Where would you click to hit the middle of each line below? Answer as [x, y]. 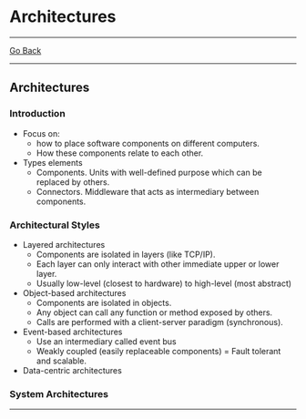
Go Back [25, 50]
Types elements [53, 162]
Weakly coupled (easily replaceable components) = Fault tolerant [158, 351]
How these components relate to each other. [120, 153]
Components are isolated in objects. [104, 302]
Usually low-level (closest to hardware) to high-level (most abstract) [164, 283]
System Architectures [59, 393]
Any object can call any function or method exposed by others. [154, 312]
